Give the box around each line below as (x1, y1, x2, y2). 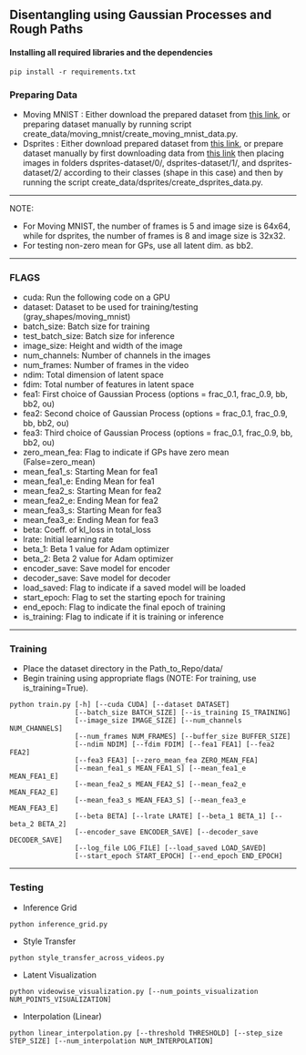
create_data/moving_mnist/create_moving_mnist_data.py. (22, 128, 239, 139)
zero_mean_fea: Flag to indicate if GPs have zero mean (22, 446, 229, 458)
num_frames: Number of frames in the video (22, 360, 189, 371)
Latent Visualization (22, 969, 97, 980)
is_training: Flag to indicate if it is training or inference (22, 611, 225, 622)
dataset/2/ (22, 167, 62, 178)
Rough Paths (9, 22, 84, 37)
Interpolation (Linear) (22, 1010, 102, 1021)
